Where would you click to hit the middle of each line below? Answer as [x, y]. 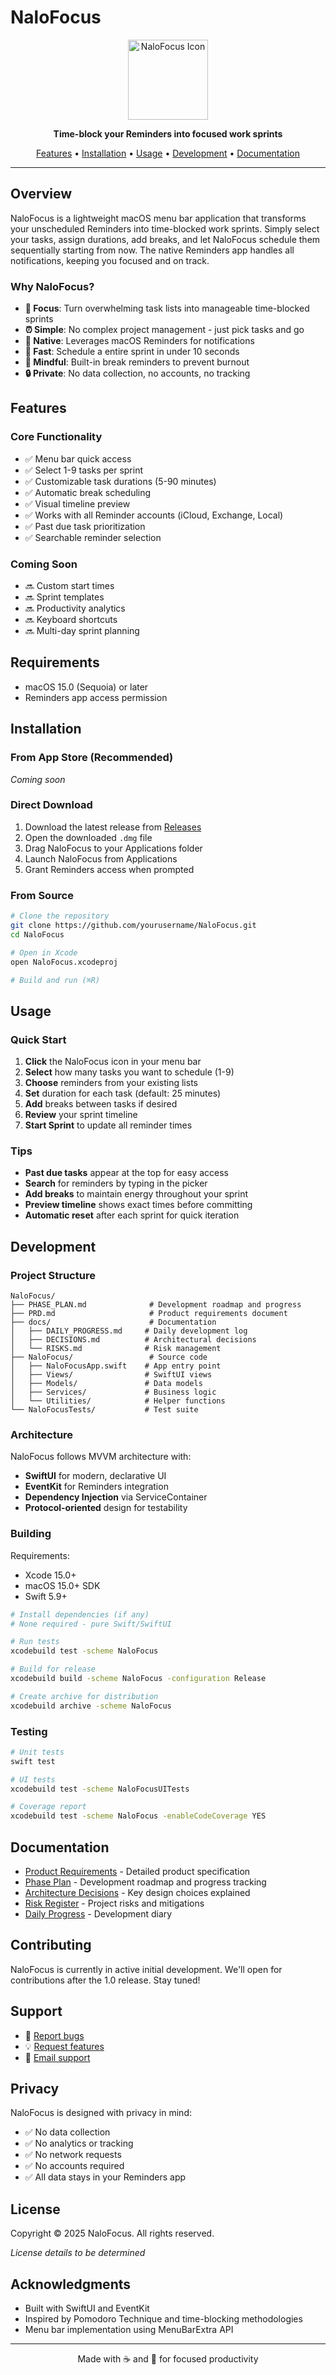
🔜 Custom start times [69, 586]
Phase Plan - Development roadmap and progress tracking [145, 1882]
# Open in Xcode [44, 952]
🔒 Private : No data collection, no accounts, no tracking [137, 373]
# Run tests [35, 1642]
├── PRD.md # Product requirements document [149, 1314]
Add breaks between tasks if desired [101, 1104]
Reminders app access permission [96, 697]
